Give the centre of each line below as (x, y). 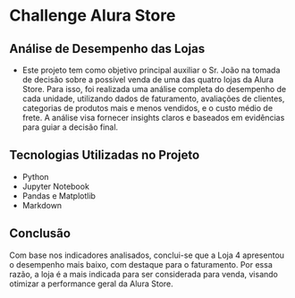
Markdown (42, 205)
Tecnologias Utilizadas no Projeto (105, 155)
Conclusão (40, 234)
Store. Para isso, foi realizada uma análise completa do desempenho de (154, 89)
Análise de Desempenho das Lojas (107, 49)
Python (35, 176)
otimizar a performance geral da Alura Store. (92, 284)
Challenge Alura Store (93, 16)
